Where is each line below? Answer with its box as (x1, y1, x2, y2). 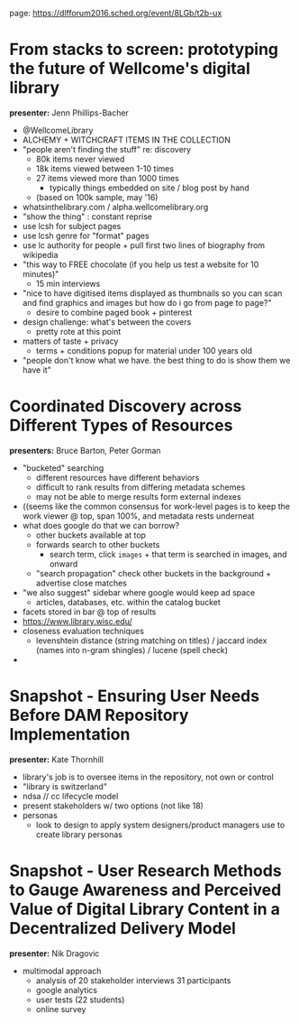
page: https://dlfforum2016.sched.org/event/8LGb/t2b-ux (9, 8, 222, 18)
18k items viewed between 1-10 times (35, 162, 174, 174)
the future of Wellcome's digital (9, 59, 250, 79)
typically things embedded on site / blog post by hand (49, 182, 249, 193)
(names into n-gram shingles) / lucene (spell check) (35, 644, 228, 655)
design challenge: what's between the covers (22, 316, 192, 327)
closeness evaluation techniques (22, 625, 144, 636)
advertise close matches (35, 577, 128, 588)
